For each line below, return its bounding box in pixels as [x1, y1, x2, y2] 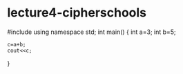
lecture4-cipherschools [7, 5, 147, 21]
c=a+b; [7, 41, 26, 48]
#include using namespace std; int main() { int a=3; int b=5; [7, 28, 176, 36]
